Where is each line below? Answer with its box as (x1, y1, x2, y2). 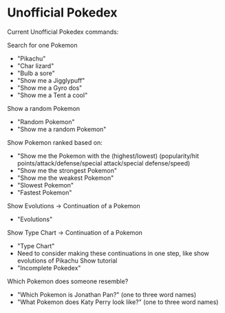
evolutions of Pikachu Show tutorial (17, 256, 118, 265)
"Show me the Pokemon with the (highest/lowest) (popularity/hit (17, 152, 200, 160)
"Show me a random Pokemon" (17, 125, 107, 133)
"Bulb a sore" (17, 69, 55, 77)
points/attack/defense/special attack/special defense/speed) (17, 159, 191, 167)
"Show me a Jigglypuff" (17, 76, 85, 84)
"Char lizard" (17, 61, 54, 70)
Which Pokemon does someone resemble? (7, 277, 129, 285)
